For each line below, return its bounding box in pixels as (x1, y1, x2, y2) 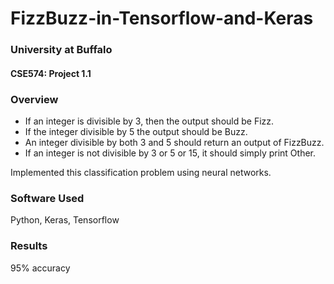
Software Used (10, 191, 85, 205)
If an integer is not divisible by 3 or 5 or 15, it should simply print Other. (24, 147, 317, 159)
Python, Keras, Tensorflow (10, 214, 120, 226)
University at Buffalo (10, 43, 113, 57)
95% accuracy (10, 262, 71, 274)
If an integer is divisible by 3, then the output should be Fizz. (24, 115, 275, 127)
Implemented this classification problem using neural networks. (10, 167, 272, 178)
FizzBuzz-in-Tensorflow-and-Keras (10, 7, 314, 30)
